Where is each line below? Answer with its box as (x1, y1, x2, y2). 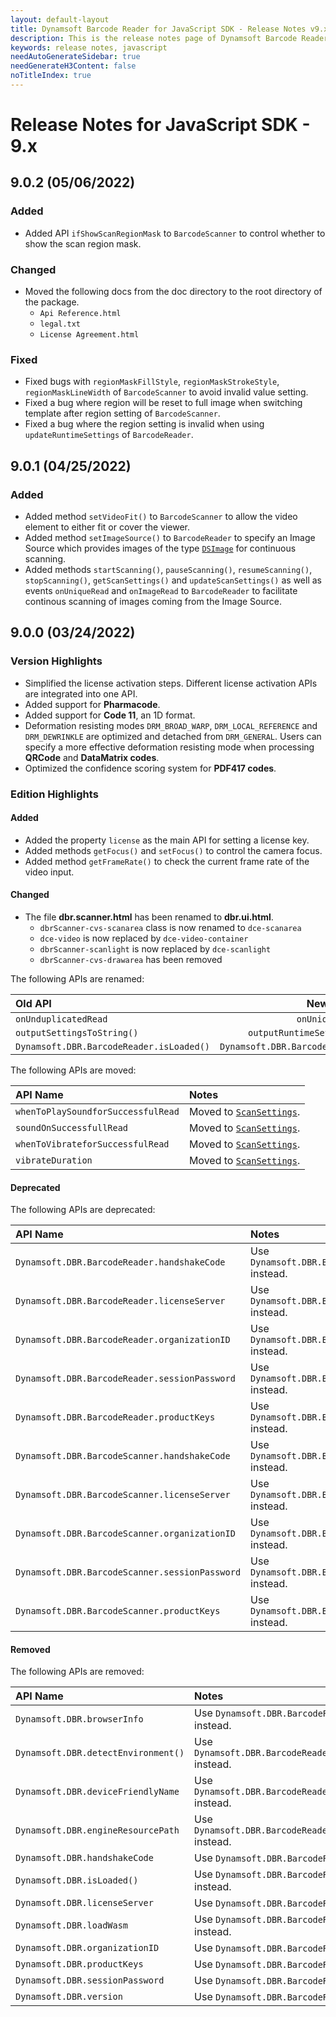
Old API (15, 997, 52, 1011)
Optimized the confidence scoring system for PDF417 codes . (24, 762, 277, 774)
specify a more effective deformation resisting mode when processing (24, 741, 315, 753)
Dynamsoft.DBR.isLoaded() (15, 1875, 139, 1886)
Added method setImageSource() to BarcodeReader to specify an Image (24, 532, 316, 544)
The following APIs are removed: (10, 1666, 145, 1678)
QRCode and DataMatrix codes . (24, 751, 160, 763)
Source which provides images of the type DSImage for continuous (24, 542, 297, 555)
